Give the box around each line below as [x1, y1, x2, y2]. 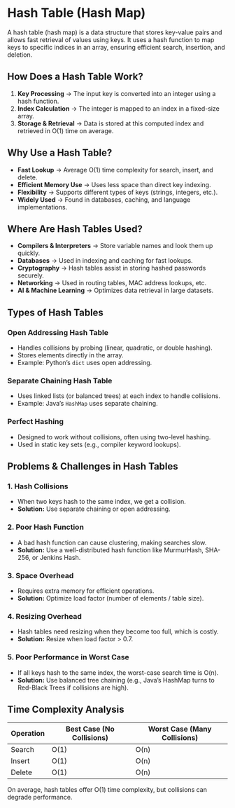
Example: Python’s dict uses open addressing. [17, 359, 152, 367]
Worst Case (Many [148, 724, 212, 734]
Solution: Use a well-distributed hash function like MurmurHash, [17, 545, 204, 554]
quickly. [17, 249, 41, 257]
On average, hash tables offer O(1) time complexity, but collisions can [7, 786, 208, 794]
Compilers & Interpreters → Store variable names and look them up [17, 242, 213, 250]
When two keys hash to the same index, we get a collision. [17, 498, 187, 506]
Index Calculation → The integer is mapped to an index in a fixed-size [17, 104, 220, 113]
